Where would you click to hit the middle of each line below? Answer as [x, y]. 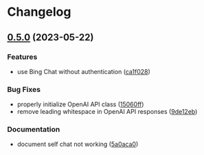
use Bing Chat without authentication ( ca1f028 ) [84, 71]
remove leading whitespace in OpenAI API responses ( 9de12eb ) [107, 112]
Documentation [34, 130]
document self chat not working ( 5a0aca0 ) [78, 144]
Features [22, 57]
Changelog [39, 12]
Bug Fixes [24, 89]
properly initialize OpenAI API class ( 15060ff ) [80, 104]
